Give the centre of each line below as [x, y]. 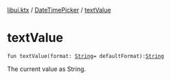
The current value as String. [47, 69]
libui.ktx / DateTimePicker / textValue [59, 10]
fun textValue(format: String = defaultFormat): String [86, 56]
